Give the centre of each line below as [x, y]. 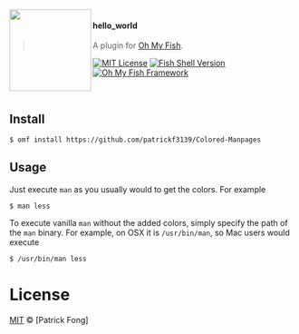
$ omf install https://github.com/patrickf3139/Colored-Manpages [135, 140]
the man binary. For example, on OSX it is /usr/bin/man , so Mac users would [149, 232]
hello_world [115, 25]
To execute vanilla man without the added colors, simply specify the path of [149, 222]
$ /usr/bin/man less [48, 259]
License [40, 295]
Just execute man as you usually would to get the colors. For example [138, 189]
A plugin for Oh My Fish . [138, 45]
